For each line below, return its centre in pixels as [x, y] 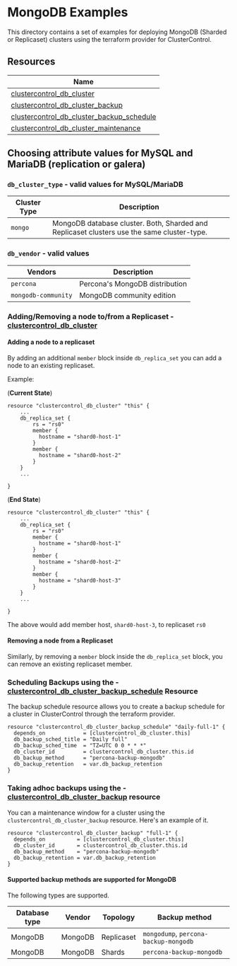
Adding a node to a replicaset [51, 342]
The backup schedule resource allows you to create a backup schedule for [116, 707]
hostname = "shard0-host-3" [80, 580]
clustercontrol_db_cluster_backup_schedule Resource [103, 691]
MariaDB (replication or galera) [77, 165]
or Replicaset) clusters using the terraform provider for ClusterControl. [110, 39]
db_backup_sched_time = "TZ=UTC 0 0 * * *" [80, 746]
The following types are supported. [58, 895]
